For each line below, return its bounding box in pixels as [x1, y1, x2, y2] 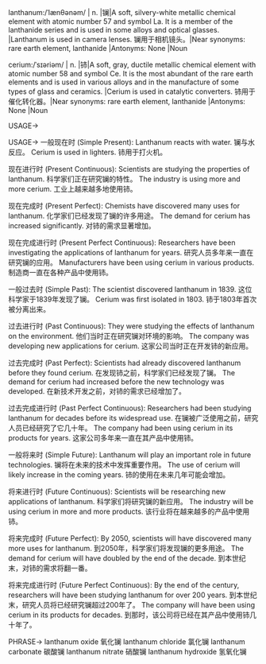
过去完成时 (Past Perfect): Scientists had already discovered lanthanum [8, 358, 241, 367]
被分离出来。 [8, 305, 50, 313]
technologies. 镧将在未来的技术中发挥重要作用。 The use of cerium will [8, 460, 241, 469]
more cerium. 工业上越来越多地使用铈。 [8, 184, 137, 193]
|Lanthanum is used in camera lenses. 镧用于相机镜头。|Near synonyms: [8, 35, 246, 44]
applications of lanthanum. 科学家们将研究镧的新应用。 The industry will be [8, 497, 254, 506]
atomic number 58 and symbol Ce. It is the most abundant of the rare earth [8, 69, 253, 78]
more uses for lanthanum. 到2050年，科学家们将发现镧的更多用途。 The [8, 544, 245, 553]
